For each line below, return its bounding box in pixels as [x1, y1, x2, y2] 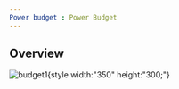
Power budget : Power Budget [9, 12, 118, 22]
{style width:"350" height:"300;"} [47, 69, 171, 80]
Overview [9, 46, 65, 61]
